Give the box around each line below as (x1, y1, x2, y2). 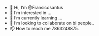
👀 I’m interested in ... (9, 10, 52, 16)
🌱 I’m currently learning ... (9, 15, 63, 20)
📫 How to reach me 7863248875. (9, 26, 79, 31)
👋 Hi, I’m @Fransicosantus (9, 5, 63, 10)
